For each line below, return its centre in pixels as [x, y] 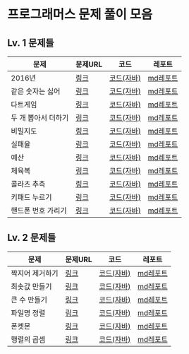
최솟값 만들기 [31, 286]
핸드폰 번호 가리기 [39, 211]
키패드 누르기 [31, 197]
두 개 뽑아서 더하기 [40, 118]
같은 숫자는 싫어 [36, 91]
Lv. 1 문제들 [31, 43]
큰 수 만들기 [29, 300]
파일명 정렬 [28, 313]
